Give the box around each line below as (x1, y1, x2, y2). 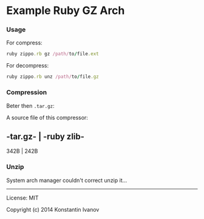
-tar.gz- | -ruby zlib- (6, 131, 85, 142)
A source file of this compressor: (6, 114, 88, 121)
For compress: (6, 39, 42, 46)
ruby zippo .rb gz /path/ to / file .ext (6, 51, 99, 57)
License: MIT (6, 194, 39, 201)
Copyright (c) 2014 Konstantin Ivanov (6, 206, 100, 213)
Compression (6, 88, 47, 97)
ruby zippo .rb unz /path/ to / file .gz (6, 74, 99, 80)
